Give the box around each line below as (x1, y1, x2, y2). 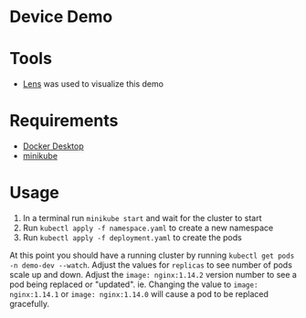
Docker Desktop (22, 141, 84, 152)
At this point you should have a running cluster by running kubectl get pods (9, 249, 295, 260)
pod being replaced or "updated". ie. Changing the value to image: (9, 279, 259, 290)
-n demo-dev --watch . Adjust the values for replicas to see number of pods (9, 260, 292, 270)
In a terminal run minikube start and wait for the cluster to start (22, 213, 262, 223)
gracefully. (9, 299, 50, 309)
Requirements (9, 111, 119, 132)
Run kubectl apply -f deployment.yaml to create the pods (22, 232, 242, 243)
